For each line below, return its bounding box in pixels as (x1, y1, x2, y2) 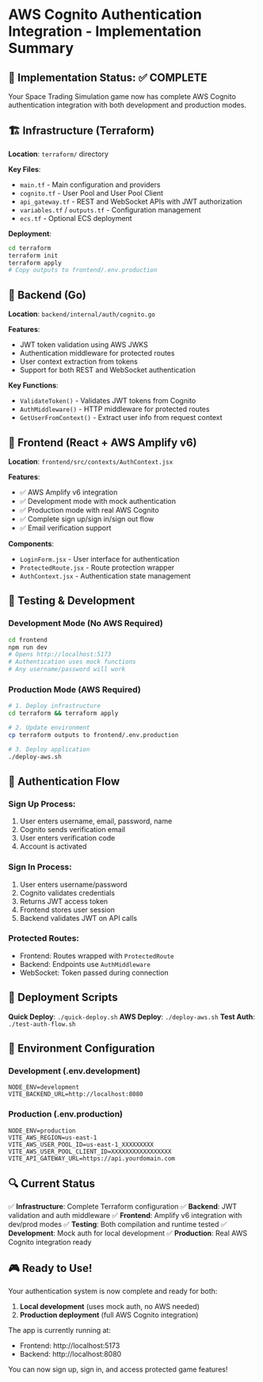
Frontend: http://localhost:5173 (19, 1341, 120, 1350)
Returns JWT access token (19, 896, 109, 906)
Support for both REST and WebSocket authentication (19, 365, 196, 375)
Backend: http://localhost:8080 (19, 1350, 122, 1359)
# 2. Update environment (8, 723, 90, 732)
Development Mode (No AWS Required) (8, 618, 164, 629)
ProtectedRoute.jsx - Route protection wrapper (19, 563, 175, 572)
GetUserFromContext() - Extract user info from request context (19, 413, 223, 422)
